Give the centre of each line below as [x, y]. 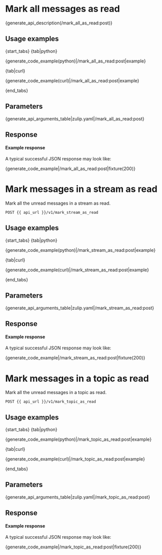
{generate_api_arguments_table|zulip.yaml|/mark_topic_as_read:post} [78, 497]
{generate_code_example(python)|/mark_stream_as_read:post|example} [80, 250]
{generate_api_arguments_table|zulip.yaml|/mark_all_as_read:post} [75, 119]
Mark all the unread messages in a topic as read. [56, 393]
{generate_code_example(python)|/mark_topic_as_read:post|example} [78, 439]
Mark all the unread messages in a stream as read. [58, 203]
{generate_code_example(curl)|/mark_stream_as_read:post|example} [77, 270]
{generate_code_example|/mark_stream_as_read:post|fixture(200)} [75, 358]
